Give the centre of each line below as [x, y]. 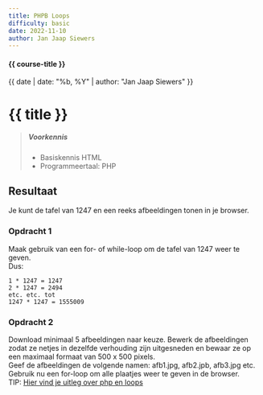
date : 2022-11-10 [37, 31]
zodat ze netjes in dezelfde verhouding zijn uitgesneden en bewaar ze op [130, 348]
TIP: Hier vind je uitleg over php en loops [76, 382]
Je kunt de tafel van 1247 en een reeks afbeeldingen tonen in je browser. [129, 211]
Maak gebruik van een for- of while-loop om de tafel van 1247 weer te [124, 249]
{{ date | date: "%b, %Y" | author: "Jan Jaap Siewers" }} [101, 82]
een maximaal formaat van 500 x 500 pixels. [82, 357]
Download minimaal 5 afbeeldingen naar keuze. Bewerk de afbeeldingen [129, 339]
